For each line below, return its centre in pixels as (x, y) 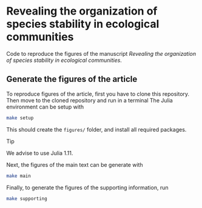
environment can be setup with (45, 107)
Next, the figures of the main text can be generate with (75, 164)
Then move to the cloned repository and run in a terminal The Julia (89, 100)
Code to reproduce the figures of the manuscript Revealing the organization (101, 53)
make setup (20, 118)
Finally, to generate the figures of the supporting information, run (87, 187)
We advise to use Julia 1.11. (40, 153)
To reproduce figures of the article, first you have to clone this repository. (98, 94)
